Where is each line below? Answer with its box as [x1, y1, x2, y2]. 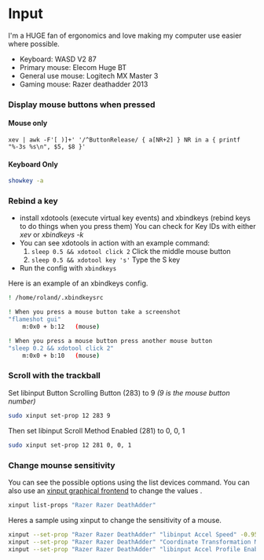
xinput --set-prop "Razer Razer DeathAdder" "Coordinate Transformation [8, 538, 251, 546]
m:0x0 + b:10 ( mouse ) [22, 352, 101, 359]
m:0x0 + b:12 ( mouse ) [22, 323, 101, 331]
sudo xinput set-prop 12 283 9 [8, 411, 111, 419]
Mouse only [8, 119, 48, 128]
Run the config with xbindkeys [19, 263, 117, 273]
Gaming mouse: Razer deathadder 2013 [19, 79, 148, 89]
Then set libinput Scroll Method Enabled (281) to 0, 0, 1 [8, 426, 185, 435]
